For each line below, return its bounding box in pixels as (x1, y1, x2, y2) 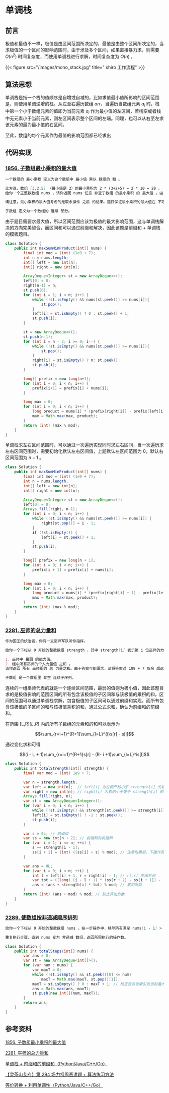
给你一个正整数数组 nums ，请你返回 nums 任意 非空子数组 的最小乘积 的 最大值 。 (5, 190, 160, 196)
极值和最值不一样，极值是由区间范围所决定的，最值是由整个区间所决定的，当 (5, 41, 164, 46)
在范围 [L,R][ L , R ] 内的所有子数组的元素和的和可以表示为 (5, 721, 120, 727)
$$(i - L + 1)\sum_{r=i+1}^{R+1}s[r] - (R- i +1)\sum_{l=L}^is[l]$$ (19, 752, 150, 758)
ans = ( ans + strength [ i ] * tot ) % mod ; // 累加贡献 (32, 882, 142, 888)
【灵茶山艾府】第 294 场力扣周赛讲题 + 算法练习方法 (5, 1071, 114, 1077)
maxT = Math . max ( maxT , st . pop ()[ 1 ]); (41, 976, 121, 982)
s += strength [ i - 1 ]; (32, 845, 80, 850)
